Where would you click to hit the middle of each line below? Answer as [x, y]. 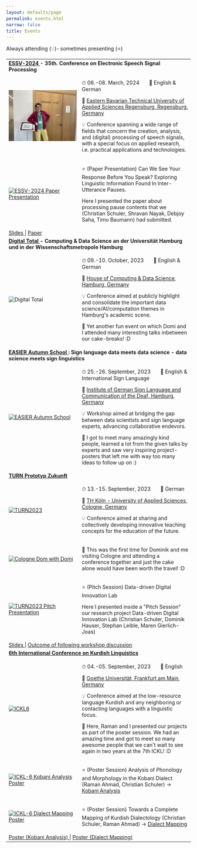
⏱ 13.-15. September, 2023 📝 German [133, 489]
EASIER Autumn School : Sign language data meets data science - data [98, 352]
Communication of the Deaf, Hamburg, [128, 396]
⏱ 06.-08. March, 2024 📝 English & [129, 83]
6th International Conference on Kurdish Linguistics [74, 653]
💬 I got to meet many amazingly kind [125, 437]
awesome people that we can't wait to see [133, 745]
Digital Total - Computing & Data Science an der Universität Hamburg [96, 241]
